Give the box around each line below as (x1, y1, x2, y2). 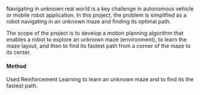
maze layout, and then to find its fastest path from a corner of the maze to (6, 42, 191, 49)
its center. (6, 49, 32, 56)
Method (6, 63, 27, 70)
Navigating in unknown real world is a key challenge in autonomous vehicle (6, 5, 194, 12)
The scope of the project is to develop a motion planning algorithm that (6, 29, 184, 37)
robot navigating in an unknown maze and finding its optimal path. (6, 18, 172, 25)
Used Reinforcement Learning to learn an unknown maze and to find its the (6, 76, 194, 83)
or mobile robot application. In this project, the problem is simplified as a (6, 11, 187, 19)
